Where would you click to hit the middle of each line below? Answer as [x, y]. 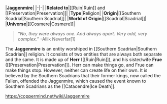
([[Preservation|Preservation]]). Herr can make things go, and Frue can [79, 65]
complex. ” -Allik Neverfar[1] [47, 39]
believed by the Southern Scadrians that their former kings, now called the [83, 75]
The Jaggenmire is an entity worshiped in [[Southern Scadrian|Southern [81, 49]
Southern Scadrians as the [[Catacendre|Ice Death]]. [60, 86]
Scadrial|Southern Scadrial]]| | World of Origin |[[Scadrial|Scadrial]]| [76, 18]
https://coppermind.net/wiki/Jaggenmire [47, 96]
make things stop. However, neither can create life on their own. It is [76, 70]
